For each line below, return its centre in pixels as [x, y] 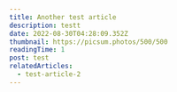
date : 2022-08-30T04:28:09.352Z [69, 33]
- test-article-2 [49, 74]
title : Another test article [63, 17]
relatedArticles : [41, 67]
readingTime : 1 [37, 50]
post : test [29, 58]
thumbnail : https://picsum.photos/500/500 [88, 42]
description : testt [45, 25]
